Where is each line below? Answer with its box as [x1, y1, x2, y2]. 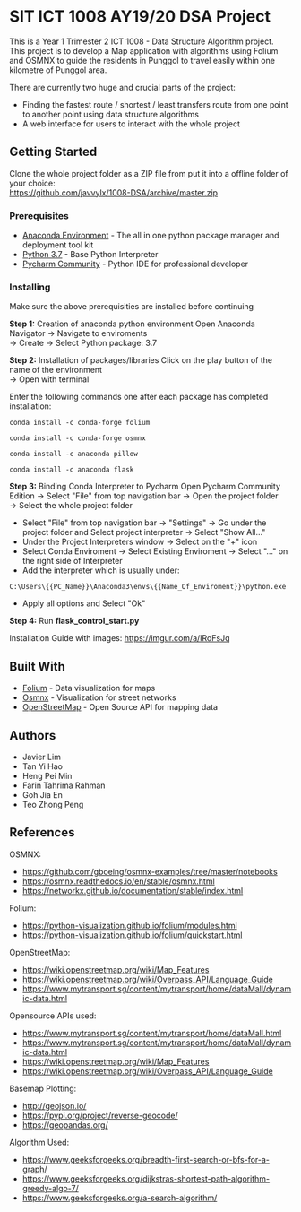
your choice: [9, 177, 56, 188]
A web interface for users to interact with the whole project [21, 118, 240, 129]
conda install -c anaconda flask [9, 465, 134, 474]
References [9, 825, 75, 840]
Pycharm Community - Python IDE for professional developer [21, 258, 249, 270]
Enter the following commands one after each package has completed [9, 392, 269, 403]
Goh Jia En [21, 789, 63, 800]
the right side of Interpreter [21, 556, 123, 567]
